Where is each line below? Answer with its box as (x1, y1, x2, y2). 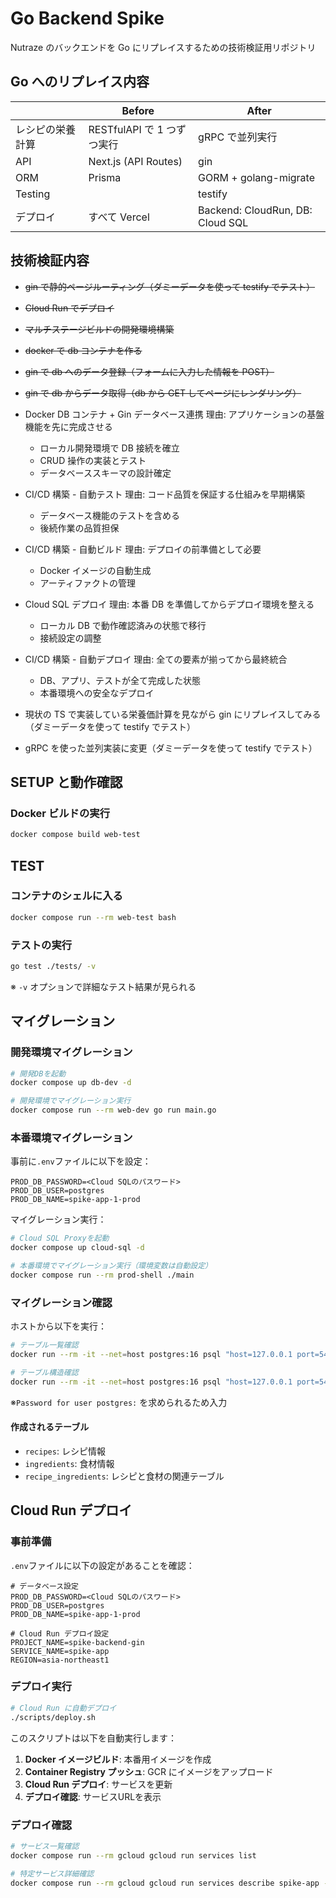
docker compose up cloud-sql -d (10, 1243, 145, 1253)
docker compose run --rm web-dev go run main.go (10, 1105, 217, 1116)
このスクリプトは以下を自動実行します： (10, 1732, 177, 1744)
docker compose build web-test (10, 830, 141, 840)
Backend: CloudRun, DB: (198, 203, 313, 217)
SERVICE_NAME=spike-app (10, 1646, 110, 1656)
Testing (15, 187, 51, 201)
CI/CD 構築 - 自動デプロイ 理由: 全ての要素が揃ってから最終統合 (24, 653, 288, 665)
